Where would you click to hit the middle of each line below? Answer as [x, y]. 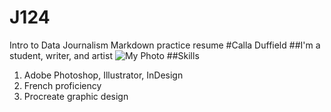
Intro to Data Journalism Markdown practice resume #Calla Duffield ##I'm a [165, 45]
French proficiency [62, 85]
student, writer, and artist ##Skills [104, 55]
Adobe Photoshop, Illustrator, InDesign [103, 75]
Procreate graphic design [76, 96]
